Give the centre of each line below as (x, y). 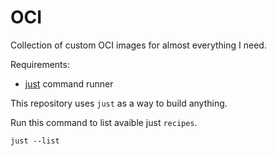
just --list (35, 141)
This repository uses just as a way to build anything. (119, 103)
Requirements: (40, 64)
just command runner (69, 83)
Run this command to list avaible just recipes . (104, 122)
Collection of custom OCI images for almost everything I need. (138, 45)
